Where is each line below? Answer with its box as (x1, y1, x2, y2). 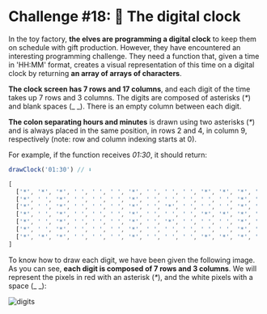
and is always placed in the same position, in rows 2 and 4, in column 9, (8, 125, 248, 135)
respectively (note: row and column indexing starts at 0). (8, 134, 197, 144)
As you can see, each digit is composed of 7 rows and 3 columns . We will (8, 263, 257, 274)
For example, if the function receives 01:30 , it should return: (8, 150, 208, 159)
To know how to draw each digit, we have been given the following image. (8, 255, 256, 265)
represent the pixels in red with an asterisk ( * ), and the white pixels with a (8, 272, 253, 282)
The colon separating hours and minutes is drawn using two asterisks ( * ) (8, 117, 256, 126)
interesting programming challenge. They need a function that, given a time (8, 51, 260, 61)
